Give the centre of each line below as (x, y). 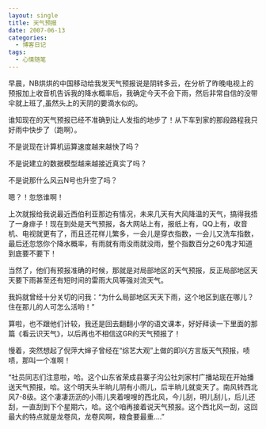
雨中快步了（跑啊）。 (48, 129)
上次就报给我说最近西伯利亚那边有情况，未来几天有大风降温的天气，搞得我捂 (133, 214)
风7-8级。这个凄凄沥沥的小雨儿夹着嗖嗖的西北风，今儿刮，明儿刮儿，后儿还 (132, 397)
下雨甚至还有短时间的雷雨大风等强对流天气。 (95, 280)
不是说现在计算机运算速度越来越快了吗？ (74, 146)
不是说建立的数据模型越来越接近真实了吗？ (78, 163)
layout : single (33, 15)
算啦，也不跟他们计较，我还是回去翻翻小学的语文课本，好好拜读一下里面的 (129, 323)
